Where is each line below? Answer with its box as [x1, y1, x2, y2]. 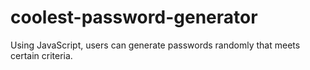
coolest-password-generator [10, 6, 258, 29]
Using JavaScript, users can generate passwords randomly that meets [10, 39, 301, 51]
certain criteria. [10, 49, 73, 61]
